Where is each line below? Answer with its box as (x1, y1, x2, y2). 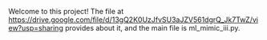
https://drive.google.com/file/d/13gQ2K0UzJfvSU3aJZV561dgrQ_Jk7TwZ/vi (8, 15, 259, 24)
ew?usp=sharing (8, 24, 64, 32)
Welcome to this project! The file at (8, 7, 124, 16)
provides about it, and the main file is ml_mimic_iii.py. (65, 24, 241, 32)
